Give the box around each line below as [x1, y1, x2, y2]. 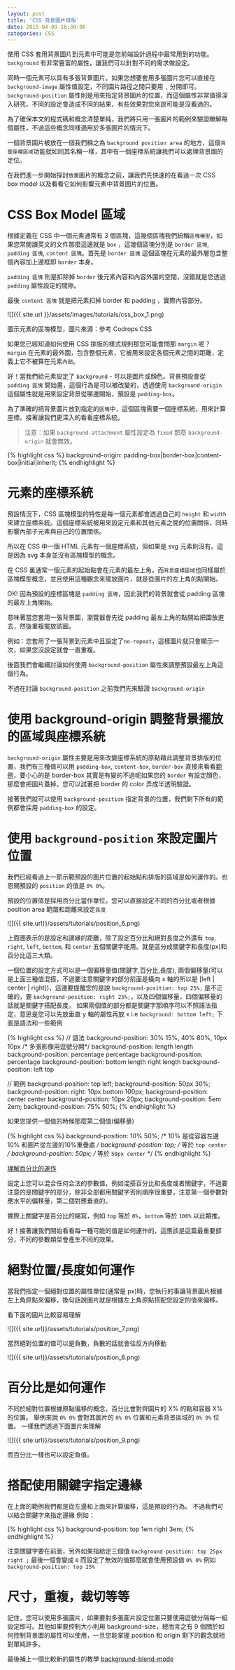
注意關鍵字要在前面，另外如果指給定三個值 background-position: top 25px [7, 1547, 222, 1555]
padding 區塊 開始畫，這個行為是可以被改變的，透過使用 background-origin [7, 381, 222, 389]
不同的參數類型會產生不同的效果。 [19, 1235, 117, 1244]
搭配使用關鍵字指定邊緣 [7, 1478, 143, 1494]
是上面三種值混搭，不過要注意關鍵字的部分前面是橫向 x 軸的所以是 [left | [7, 975, 215, 983]
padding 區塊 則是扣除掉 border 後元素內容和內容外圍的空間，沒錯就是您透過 [7, 273, 226, 281]
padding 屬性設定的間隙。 [7, 281, 80, 290]
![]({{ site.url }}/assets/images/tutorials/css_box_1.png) [7, 310, 164, 319]
